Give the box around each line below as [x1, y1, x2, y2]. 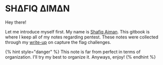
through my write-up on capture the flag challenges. [5, 39, 111, 45]
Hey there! [5, 19, 27, 25]
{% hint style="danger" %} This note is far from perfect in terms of [5, 49, 141, 55]
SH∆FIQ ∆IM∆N [5, 3, 70, 14]
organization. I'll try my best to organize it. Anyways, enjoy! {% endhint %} [5, 54, 156, 60]
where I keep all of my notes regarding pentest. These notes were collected [5, 34, 159, 40]
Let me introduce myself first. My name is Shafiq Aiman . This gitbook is [5, 29, 150, 34]
